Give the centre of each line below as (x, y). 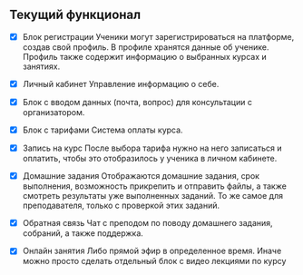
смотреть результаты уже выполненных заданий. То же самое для (153, 196)
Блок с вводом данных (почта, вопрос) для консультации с (137, 102)
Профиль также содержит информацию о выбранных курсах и (145, 56)
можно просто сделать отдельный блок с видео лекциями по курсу (154, 261)
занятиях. (41, 66)
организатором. (54, 112)
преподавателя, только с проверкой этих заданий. (121, 206)
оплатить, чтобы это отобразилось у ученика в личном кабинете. (150, 159)
